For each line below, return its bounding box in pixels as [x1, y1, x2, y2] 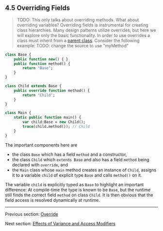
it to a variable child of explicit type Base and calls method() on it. [12, 172, 142, 178]
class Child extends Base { [5, 84, 62, 89]
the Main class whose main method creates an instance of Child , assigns [12, 167, 157, 173]
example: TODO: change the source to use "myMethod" [16, 42, 129, 48]
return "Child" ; [22, 93, 55, 97]
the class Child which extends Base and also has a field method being [12, 156, 149, 162]
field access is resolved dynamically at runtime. [5, 197, 100, 203]
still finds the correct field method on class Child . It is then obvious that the [5, 192, 153, 198]
